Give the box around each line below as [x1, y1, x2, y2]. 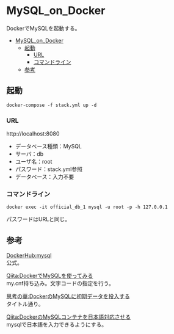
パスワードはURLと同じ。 [6, 216, 71, 223]
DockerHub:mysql [6, 252, 52, 260]
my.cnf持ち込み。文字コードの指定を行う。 [6, 280, 114, 287]
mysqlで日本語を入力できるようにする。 [6, 321, 107, 329]
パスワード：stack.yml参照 [15, 165, 82, 173]
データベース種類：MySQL [15, 143, 82, 150]
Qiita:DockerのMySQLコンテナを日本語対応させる [6, 313, 131, 321]
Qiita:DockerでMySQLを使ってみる [6, 272, 93, 280]
